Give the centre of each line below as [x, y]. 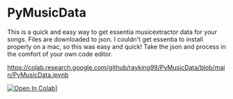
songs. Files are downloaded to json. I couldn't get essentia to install [105, 39]
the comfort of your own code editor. [60, 54]
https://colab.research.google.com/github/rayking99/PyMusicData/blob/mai [116, 67]
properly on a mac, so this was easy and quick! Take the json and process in [116, 46]
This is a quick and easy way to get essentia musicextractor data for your [112, 32]
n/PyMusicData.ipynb [38, 75]
